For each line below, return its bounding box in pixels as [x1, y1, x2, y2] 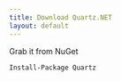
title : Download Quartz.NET [9, 12, 113, 22]
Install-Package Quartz [9, 63, 97, 72]
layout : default [9, 21, 69, 30]
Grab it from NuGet [9, 45, 79, 56]
